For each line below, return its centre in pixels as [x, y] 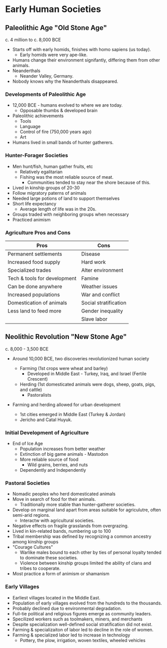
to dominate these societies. [49, 558]
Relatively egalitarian [41, 172]
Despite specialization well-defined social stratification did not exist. [83, 624]
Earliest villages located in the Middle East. [56, 597]
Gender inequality [102, 310]
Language [30, 127]
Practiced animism [31, 219]
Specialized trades [29, 270]
